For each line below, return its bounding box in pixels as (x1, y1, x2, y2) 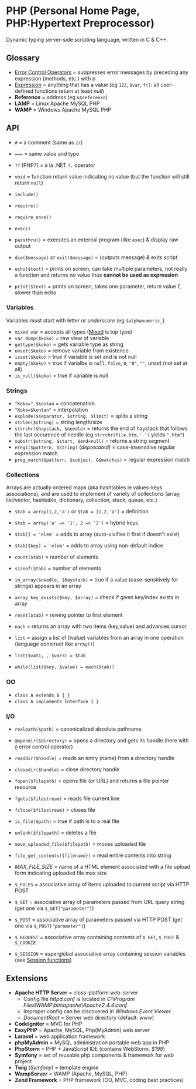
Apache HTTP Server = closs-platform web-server (14, 989, 139, 996)
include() (14, 191, 39, 197)
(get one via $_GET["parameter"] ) (14, 905, 94, 912)
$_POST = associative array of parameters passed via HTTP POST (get (14, 916, 183, 923)
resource (14, 784, 37, 791)
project (14, 1057, 32, 1064)
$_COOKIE (14, 940, 36, 946)
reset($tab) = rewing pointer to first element (14, 611, 123, 619)
